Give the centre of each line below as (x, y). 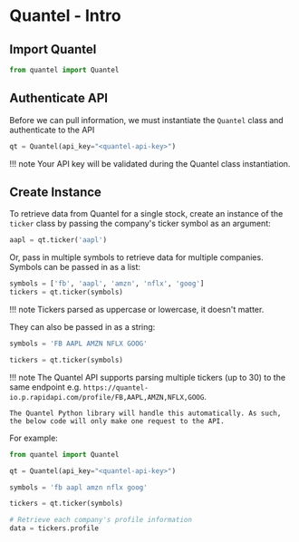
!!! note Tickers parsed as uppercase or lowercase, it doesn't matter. (137, 310)
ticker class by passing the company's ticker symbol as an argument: (140, 224)
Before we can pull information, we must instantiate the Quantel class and (146, 120)
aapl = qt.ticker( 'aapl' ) (58, 240)
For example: (34, 438)
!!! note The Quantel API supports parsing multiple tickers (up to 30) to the (148, 377)
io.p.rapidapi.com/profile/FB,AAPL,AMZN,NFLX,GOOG (107, 397)
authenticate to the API (52, 130)
